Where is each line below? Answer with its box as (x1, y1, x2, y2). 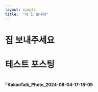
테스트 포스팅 (5, 59, 55, 70)
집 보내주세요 (5, 34, 55, 46)
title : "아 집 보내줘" (5, 12, 49, 17)
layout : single (5, 7, 36, 12)
